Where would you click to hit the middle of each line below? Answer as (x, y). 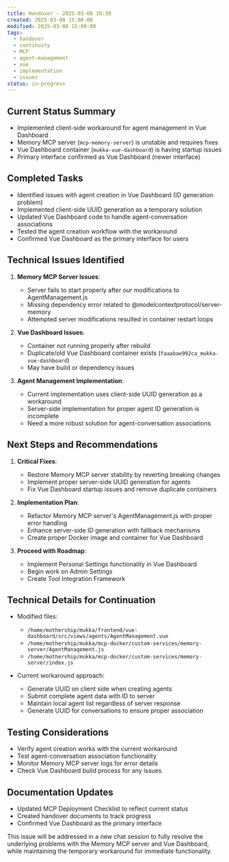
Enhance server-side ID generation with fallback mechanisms (113, 530)
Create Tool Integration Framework (76, 578)
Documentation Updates (60, 792)
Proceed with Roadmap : (52, 551)
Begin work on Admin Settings (70, 571)
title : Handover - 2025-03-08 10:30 (59, 13)
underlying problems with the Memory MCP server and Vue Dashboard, (108, 843)
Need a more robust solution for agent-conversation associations (119, 423)
